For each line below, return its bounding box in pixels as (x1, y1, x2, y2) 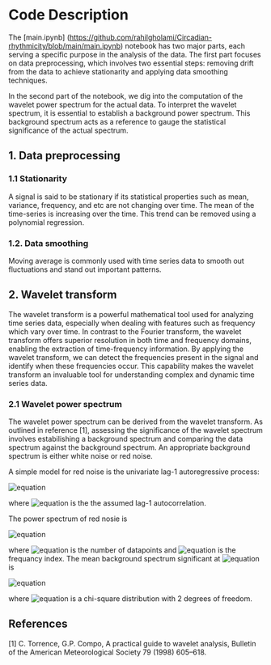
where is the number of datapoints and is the (8, 545, 236, 555)
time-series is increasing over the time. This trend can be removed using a (8, 209, 256, 218)
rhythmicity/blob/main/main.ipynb (8, 40, 121, 50)
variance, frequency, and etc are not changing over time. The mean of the (8, 200, 255, 210)
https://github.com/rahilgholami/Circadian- (69, 32, 213, 42)
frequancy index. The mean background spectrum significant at (8, 554, 221, 564)
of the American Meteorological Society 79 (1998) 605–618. (8, 647, 207, 657)
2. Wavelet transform (8, 288, 117, 302)
